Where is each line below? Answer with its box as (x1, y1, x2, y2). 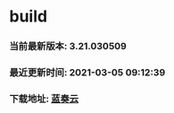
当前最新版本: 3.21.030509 (9, 40, 127, 53)
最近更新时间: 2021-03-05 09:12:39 (9, 66, 166, 79)
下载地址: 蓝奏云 (9, 92, 79, 105)
